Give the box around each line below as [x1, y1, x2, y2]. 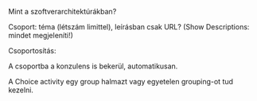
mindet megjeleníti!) [8, 31, 74, 40]
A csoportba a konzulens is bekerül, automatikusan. [8, 61, 178, 71]
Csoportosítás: [8, 46, 57, 55]
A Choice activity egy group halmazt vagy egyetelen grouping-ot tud [8, 77, 233, 86]
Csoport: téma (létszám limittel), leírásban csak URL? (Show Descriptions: [8, 22, 250, 31]
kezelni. [8, 85, 34, 95]
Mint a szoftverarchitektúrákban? [8, 7, 117, 16]
